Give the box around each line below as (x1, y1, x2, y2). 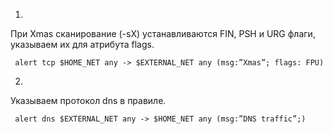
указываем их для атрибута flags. (10, 39, 155, 50)
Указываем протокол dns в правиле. (10, 95, 167, 106)
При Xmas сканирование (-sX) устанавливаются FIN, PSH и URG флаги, (10, 28, 316, 39)
